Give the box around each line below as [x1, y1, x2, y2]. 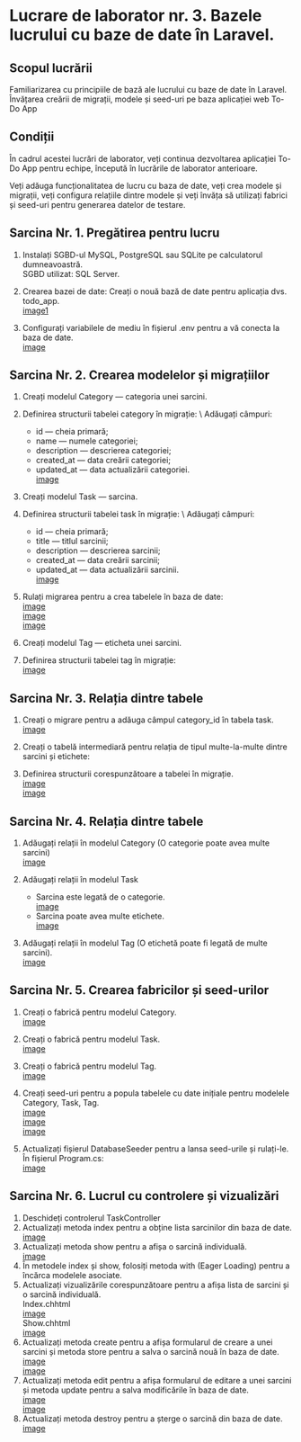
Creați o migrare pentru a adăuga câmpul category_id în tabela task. [22, 714, 274, 725]
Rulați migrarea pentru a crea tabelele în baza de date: [22, 591, 224, 603]
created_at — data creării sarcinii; [35, 555, 160, 566]
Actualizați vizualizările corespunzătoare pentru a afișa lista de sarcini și [22, 1279, 289, 1290]
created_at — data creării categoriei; [35, 455, 172, 466]
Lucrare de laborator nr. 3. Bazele [9, 5, 262, 26]
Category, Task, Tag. [22, 1097, 100, 1107]
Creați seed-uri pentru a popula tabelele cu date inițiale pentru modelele [22, 1088, 290, 1098]
